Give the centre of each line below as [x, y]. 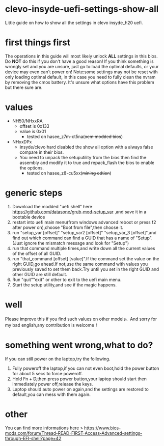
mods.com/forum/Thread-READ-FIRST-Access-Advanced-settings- [74, 433]
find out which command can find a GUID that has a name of [73, 238]
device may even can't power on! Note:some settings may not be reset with [82, 72]
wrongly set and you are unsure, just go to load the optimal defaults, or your [82, 66]
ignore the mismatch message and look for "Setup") [76, 243]
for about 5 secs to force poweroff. [47, 373]
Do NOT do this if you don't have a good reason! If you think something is [79, 61]
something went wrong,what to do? [79, 345]
